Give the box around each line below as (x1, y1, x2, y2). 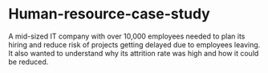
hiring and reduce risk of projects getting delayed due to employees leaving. (8, 39, 261, 49)
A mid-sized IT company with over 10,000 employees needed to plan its (8, 31, 246, 41)
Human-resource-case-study (8, 5, 210, 23)
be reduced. (8, 57, 49, 67)
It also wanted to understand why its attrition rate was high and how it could (8, 48, 259, 58)
